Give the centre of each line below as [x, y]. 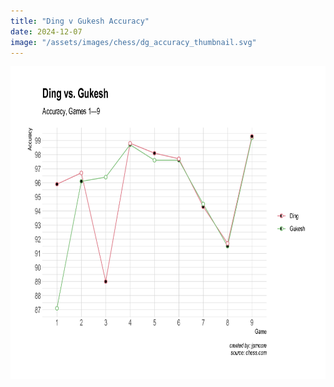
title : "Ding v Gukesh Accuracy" [80, 21]
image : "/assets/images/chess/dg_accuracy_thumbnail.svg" [133, 42]
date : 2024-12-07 [46, 31]
